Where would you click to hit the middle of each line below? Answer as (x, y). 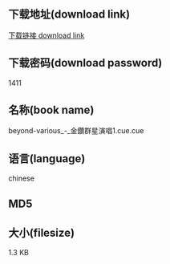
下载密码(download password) (85, 63)
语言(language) (47, 158)
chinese (21, 178)
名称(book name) (51, 110)
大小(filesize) (41, 233)
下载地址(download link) (69, 14)
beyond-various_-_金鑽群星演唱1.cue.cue (76, 131)
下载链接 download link (47, 35)
